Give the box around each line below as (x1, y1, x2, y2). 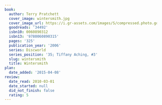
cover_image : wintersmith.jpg (9, 16, 70, 21)
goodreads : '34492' (9, 25, 48, 30)
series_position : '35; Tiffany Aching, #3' (9, 52, 98, 57)
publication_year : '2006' (9, 43, 61, 48)
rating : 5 (9, 92, 29, 97)
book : (4, 7, 15, 12)
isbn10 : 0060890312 (9, 30, 48, 34)
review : (4, 75, 20, 79)
